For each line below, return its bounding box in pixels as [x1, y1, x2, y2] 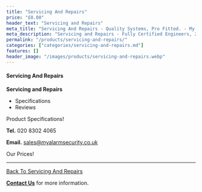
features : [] [6, 48, 39, 54]
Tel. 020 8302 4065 [6, 127, 57, 134]
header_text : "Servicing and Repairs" [6, 20, 103, 26]
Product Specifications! [6, 115, 64, 122]
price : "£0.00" [6, 14, 44, 20]
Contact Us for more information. [6, 179, 89, 187]
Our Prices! [6, 150, 34, 157]
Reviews [14, 104, 36, 111]
